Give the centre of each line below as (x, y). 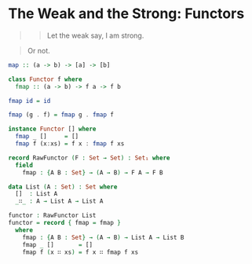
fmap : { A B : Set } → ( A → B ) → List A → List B (103, 237)
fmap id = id (29, 101)
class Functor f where (45, 79)
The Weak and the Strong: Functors (126, 14)
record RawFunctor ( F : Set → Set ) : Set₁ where (89, 158)
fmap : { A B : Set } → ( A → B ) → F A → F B (93, 172)
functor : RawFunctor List (52, 216)
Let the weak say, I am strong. (95, 35)
